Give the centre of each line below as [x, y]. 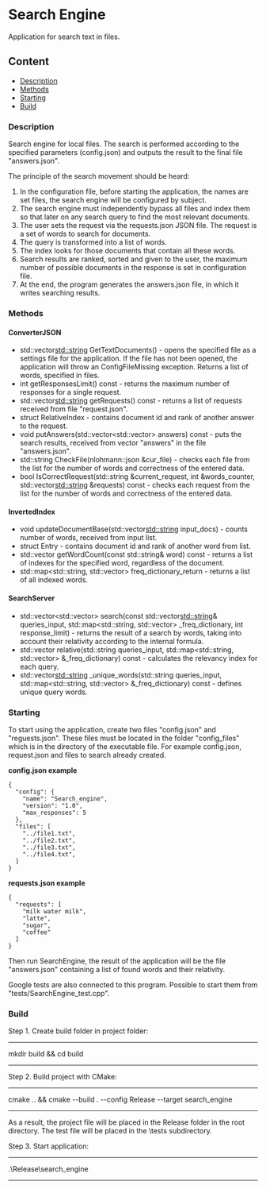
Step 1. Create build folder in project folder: [78, 1031]
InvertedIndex [32, 512]
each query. [39, 666]
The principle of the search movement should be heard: [99, 176]
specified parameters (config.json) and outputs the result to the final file [125, 152]
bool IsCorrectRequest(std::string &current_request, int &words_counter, [137, 477]
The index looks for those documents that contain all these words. [127, 251]
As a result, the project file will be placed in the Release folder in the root [127, 1122]
